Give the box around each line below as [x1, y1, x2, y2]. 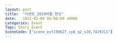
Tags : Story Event [5, 25, 43, 30]
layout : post [5, 7, 32, 12]
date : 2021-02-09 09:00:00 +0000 [5, 16, 78, 21]
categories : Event [5, 20, 43, 26]
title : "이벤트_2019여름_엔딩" [5, 12, 64, 16]
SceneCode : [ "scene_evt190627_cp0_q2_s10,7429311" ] [5, 29, 113, 34]
